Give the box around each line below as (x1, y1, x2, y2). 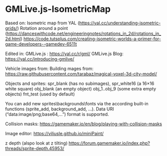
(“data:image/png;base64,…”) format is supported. (5, 111, 109, 117)
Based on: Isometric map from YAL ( (5, 20, 80, 26)
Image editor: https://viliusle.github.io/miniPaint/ (5, 130, 104, 136)
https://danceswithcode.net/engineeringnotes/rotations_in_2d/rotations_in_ (6, 30, 162, 36)
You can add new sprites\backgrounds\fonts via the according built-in (5, 100, 149, 106)
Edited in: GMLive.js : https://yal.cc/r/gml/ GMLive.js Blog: (5, 51, 124, 57)
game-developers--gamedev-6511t (5, 41, 77, 47)
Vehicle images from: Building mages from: (5, 66, 94, 72)
